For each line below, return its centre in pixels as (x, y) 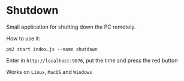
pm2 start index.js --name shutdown (52, 49)
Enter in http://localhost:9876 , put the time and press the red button (92, 60)
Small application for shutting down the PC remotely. (71, 27)
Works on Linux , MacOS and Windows (49, 71)
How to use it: (23, 38)
